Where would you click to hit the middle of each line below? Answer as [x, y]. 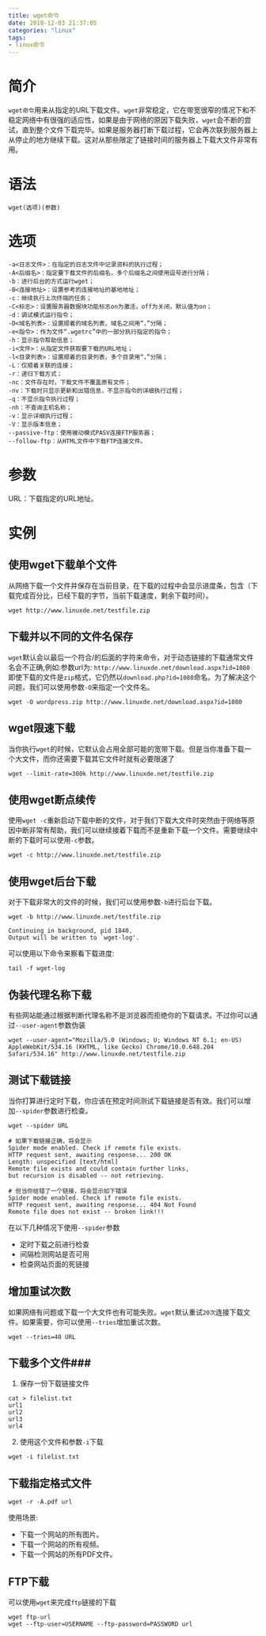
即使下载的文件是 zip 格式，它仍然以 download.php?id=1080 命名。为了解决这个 [132, 677]
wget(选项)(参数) [34, 207]
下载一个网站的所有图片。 [61, 1535]
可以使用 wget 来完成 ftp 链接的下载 [63, 1602]
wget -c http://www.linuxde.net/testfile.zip [84, 855]
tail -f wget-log [37, 968]
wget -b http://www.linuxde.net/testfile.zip [84, 917]
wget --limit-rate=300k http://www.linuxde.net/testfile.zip [111, 774]
